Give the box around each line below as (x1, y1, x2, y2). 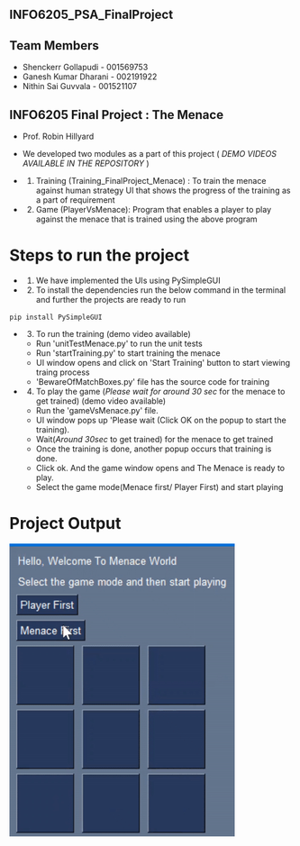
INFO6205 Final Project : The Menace (9, 107, 223, 123)
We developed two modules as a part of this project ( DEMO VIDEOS (22, 149, 277, 159)
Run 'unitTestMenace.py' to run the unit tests (35, 338, 203, 349)
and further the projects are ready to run (35, 294, 186, 305)
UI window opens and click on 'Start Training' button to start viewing (35, 357, 291, 368)
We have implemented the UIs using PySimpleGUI (35, 275, 221, 286)
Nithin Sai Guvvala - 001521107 (22, 81, 138, 92)
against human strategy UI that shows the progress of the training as (35, 185, 291, 196)
